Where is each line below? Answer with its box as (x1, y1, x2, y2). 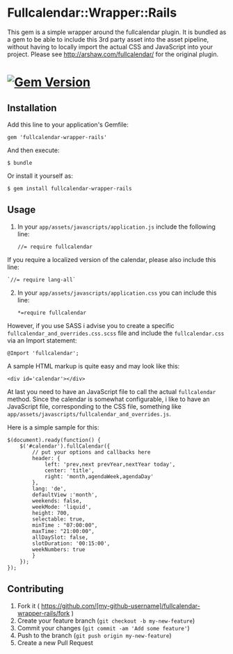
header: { (32, 455, 61, 461)
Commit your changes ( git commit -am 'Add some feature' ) (17, 623, 190, 632)
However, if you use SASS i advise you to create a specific (7, 321, 175, 329)
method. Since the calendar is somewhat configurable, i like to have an (7, 395, 210, 403)
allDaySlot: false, (32, 534, 89, 541)
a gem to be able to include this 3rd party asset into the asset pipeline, (7, 35, 209, 43)
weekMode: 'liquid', (32, 503, 92, 510)
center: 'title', (44, 467, 95, 474)
